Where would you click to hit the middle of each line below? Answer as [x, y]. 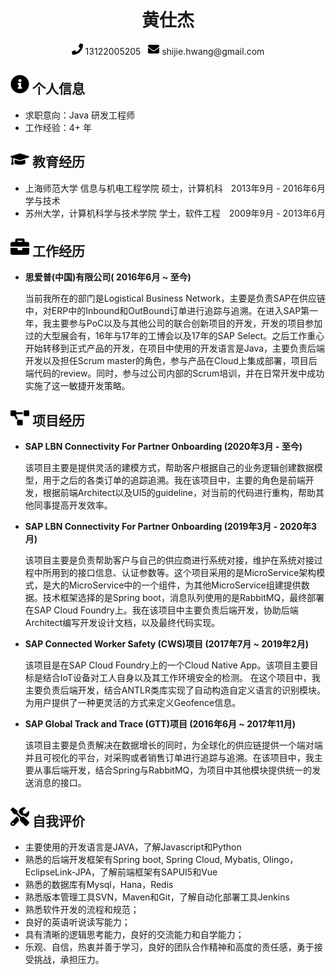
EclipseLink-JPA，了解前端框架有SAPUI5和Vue [121, 872]
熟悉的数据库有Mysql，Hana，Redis [99, 884]
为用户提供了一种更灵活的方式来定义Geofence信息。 [133, 703]
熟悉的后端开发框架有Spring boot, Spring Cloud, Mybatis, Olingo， [161, 859]
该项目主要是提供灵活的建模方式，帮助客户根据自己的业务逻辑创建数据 [169, 468]
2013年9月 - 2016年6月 [278, 188]
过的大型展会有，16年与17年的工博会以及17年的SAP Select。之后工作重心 [174, 336]
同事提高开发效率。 [73, 505]
